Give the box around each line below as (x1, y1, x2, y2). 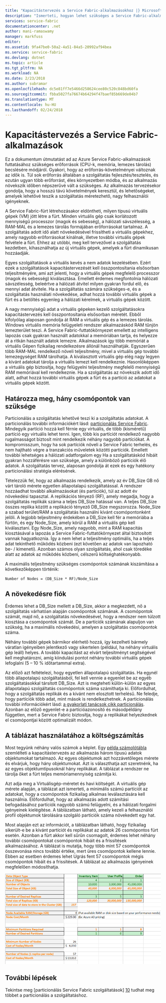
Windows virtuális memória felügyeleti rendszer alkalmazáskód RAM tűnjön (5, 322, 158, 328)
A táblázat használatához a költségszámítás (5, 731, 144, 740)
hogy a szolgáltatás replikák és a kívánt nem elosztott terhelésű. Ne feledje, (5, 691, 159, 697)
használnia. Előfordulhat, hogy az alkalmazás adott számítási (5, 796, 129, 802)
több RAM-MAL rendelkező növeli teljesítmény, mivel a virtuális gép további (5, 349, 159, 354)
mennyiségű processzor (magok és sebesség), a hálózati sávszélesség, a (5, 219, 155, 225)
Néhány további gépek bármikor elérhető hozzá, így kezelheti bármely (5, 639, 148, 645)
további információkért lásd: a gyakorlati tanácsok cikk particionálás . (5, 701, 145, 707)
